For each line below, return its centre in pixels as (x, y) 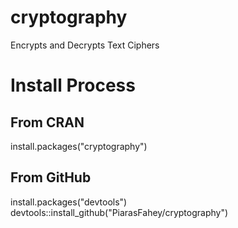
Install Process (73, 85)
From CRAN (47, 122)
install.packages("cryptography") (79, 146)
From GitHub (51, 177)
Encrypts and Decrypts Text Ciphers (85, 45)
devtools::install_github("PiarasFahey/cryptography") (119, 212)
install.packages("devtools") (69, 202)
